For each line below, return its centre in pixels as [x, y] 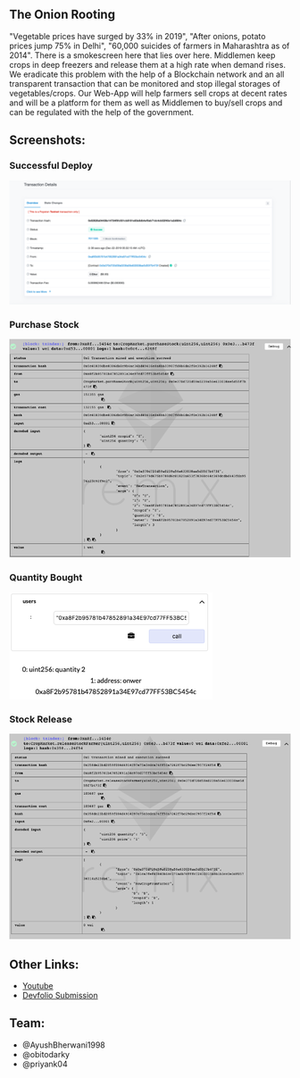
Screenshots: [48, 141]
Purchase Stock [44, 324]
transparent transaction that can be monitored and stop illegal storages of [145, 83]
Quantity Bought [46, 578]
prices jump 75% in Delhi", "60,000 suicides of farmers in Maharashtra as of [150, 46]
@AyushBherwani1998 [63, 1045]
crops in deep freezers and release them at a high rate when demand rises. [147, 64]
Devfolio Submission [60, 995]
